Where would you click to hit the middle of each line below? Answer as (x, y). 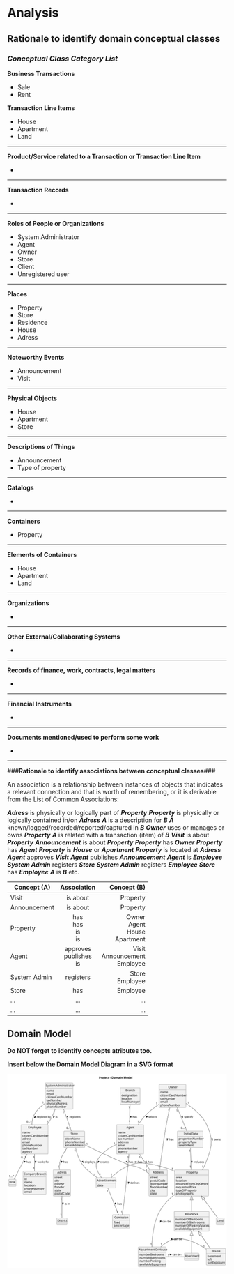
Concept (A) (32, 888)
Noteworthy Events (36, 357)
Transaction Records (38, 190)
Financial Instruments (39, 704)
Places (17, 294)
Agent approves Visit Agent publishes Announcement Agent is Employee (115, 857)
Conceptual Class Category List (63, 59)
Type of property (41, 467)
